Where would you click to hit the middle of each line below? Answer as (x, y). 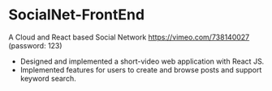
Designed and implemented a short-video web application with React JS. (142, 61)
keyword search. (48, 78)
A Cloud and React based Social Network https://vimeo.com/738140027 (129, 37)
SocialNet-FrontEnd (76, 15)
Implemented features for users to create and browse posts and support (141, 69)
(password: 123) (35, 45)
